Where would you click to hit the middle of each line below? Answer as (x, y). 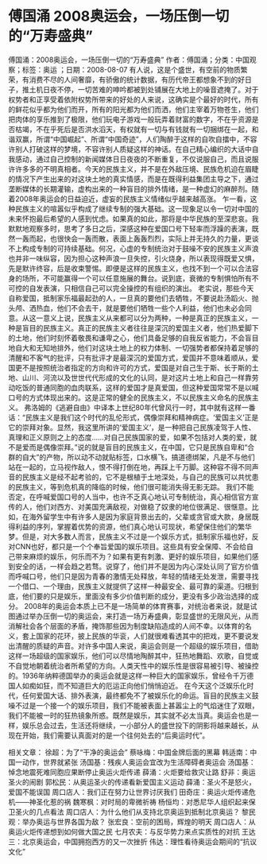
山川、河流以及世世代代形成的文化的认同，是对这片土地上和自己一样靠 (137, 378)
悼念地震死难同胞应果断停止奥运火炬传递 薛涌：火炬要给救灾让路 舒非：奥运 (132, 772)
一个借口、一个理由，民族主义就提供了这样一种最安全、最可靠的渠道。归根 (130, 586)
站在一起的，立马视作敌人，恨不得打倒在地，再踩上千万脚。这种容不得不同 (130, 467)
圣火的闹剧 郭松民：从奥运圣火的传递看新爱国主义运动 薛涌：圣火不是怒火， (132, 782)
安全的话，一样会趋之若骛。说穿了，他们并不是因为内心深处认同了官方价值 (137, 566)
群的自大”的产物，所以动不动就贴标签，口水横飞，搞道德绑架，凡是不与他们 (132, 457)
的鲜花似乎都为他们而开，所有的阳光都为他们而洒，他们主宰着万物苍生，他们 (133, 109)
